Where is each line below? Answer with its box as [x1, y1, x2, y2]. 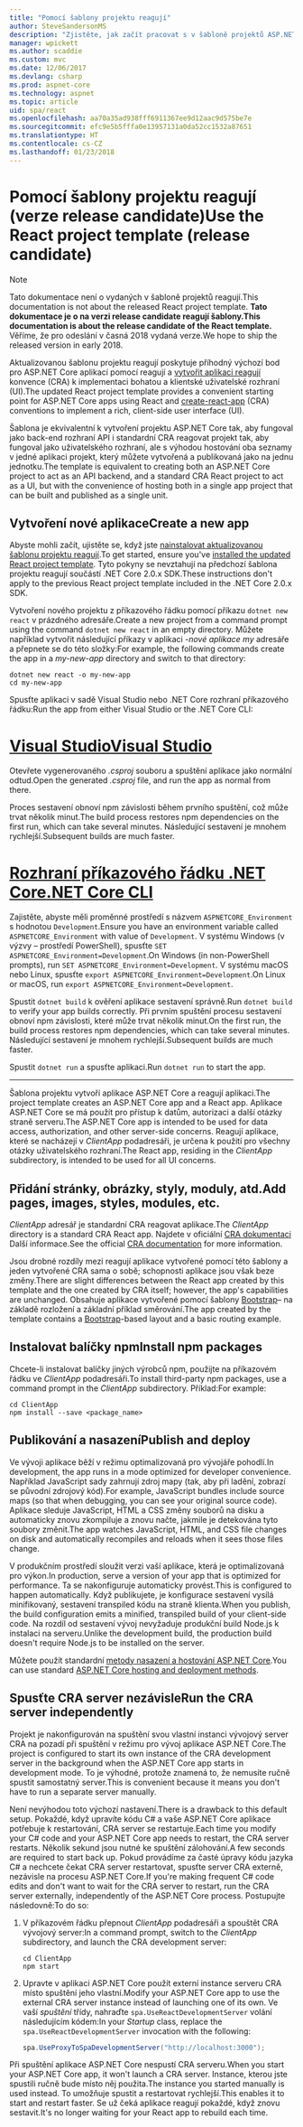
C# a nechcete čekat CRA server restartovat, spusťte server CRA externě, [9, 1861, 284, 1872]
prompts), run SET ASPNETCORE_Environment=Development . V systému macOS [9, 959, 289, 971]
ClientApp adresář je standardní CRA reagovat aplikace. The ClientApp [9, 1219, 269, 1230]
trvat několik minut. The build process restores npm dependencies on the [9, 812, 280, 823]
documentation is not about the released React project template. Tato [9, 301, 268, 312]
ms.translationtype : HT [9, 131, 99, 140]
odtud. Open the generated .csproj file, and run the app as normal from [9, 775, 271, 786]
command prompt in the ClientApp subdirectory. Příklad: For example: [9, 1383, 267, 1394]
